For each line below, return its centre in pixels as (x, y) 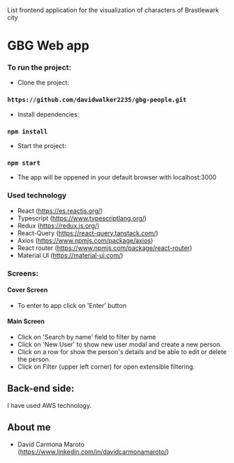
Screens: (23, 273)
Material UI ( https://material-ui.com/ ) (70, 255)
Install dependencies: (48, 114)
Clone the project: (43, 82)
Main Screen (26, 321)
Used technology (37, 196)
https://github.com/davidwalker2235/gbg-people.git (97, 100)
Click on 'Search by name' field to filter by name (87, 337)
